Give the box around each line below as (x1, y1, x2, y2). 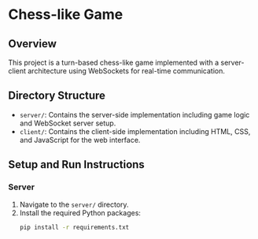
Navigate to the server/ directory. (19, 200, 129, 209)
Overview (8, 37, 57, 50)
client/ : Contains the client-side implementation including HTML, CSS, (19, 126, 251, 136)
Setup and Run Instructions (8, 158, 146, 171)
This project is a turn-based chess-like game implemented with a (8, 58, 219, 67)
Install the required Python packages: (19, 207, 142, 218)
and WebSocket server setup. (19, 118, 116, 128)
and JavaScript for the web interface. (19, 135, 141, 144)
